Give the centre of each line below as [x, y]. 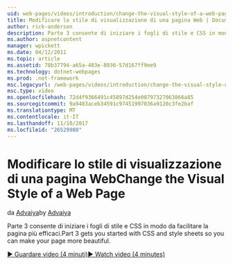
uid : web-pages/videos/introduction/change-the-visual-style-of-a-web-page [119, 14]
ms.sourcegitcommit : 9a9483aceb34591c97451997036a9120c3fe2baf [101, 104]
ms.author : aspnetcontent [44, 40]
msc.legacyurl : [29, 85]
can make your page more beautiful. [59, 241]
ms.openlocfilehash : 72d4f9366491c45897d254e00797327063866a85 [101, 98]
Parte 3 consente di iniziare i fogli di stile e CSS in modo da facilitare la [108, 226]
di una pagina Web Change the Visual [116, 179]
